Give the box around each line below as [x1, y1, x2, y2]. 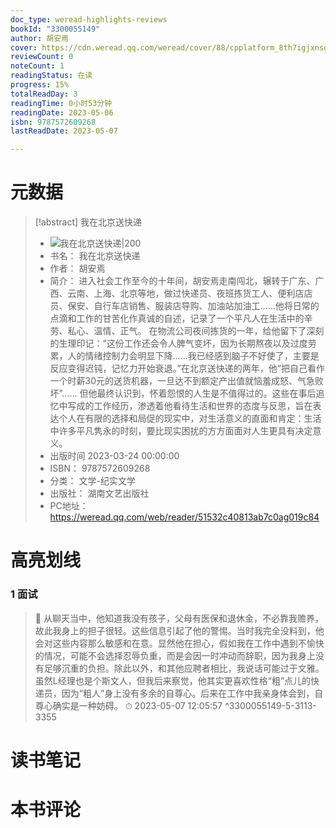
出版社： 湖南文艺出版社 [49, 487, 150, 500]
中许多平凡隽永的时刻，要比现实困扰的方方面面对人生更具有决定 [49, 425, 313, 437]
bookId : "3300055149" [10, 24, 101, 34]
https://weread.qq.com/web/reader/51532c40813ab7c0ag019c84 [49, 511, 320, 523]
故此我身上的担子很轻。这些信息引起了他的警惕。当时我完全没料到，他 [34, 624, 325, 636]
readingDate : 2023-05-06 [10, 107, 114, 118]
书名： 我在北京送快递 [49, 250, 141, 262]
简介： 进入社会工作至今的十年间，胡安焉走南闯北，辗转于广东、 [49, 275, 316, 287]
